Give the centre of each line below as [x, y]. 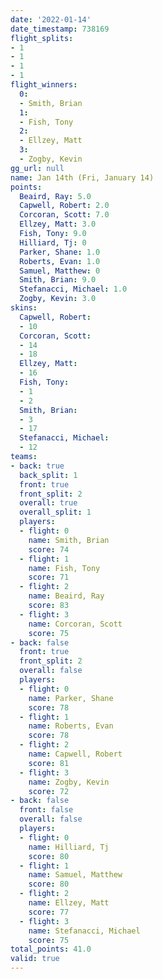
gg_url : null [37, 168]
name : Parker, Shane [71, 698]
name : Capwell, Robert [75, 754]
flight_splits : [42, 38]
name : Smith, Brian [69, 540]
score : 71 [49, 577]
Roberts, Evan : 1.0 [60, 261]
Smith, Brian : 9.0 [58, 280]
